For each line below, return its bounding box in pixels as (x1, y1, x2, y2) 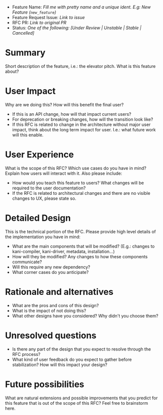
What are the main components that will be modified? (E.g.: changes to (12, 243, 155, 249)
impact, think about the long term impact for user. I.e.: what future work (12, 126, 156, 132)
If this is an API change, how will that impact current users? (12, 111, 132, 117)
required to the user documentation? (12, 185, 86, 191)
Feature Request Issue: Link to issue (12, 15, 85, 20)
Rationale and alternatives (5, 286, 114, 297)
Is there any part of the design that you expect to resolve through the (12, 346, 151, 352)
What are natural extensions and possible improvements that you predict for (5, 395, 158, 401)
